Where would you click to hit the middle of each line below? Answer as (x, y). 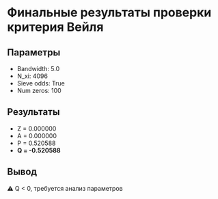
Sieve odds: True (41, 83)
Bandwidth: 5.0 (38, 69)
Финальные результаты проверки (109, 13)
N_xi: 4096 (32, 76)
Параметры (34, 52)
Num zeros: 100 (39, 91)
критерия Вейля (55, 27)
